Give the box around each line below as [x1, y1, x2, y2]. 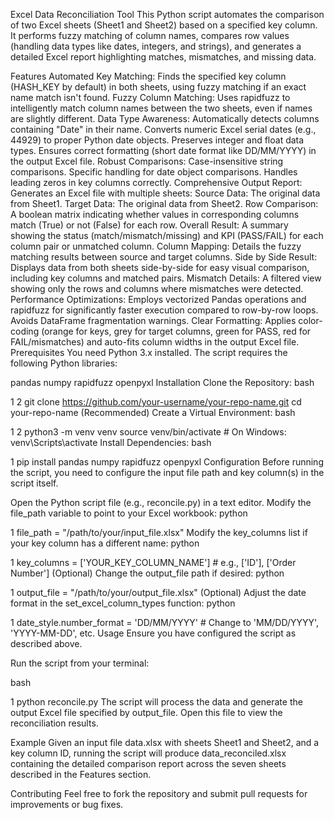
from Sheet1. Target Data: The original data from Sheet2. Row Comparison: [10, 198, 319, 209]
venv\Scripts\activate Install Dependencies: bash [10, 437, 212, 448]
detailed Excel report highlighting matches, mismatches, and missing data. [10, 51, 317, 63]
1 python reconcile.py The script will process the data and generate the [10, 696, 303, 708]
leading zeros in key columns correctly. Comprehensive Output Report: [10, 177, 303, 188]
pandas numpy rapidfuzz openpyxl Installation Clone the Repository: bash [10, 377, 315, 388]
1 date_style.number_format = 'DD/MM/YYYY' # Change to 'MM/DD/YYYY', [10, 617, 320, 628]
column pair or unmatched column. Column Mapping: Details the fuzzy [10, 240, 302, 252]
